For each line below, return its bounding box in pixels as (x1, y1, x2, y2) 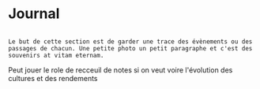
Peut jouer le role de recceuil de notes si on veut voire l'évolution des (8, 65, 233, 75)
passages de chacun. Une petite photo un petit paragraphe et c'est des (8, 44, 253, 52)
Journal (8, 5, 60, 23)
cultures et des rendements (8, 73, 98, 83)
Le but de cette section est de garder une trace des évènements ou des (8, 37, 253, 46)
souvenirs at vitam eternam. (8, 51, 104, 59)
